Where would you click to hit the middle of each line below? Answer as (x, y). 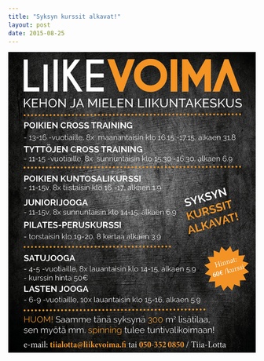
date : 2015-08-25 (37, 33)
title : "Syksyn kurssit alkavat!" (65, 16)
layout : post (29, 25)
